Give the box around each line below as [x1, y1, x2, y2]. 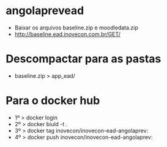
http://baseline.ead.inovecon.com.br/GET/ [14, 30, 121, 37]
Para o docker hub [6, 94, 100, 108]
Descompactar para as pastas [6, 52, 161, 66]
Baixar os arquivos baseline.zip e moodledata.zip [14, 24, 139, 31]
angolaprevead [6, 4, 84, 18]
